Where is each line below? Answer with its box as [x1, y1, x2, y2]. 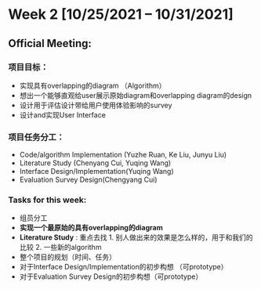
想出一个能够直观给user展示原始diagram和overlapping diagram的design [19, 90, 252, 99]
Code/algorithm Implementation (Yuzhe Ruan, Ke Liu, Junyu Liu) [19, 150, 227, 160]
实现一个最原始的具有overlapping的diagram [19, 223, 163, 233]
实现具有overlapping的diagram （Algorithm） [19, 81, 166, 90]
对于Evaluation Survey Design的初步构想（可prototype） [19, 272, 203, 281]
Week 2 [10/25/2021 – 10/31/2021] [8, 5, 234, 23]
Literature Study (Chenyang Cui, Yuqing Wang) [19, 158, 172, 168]
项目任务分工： [8, 132, 65, 143]
